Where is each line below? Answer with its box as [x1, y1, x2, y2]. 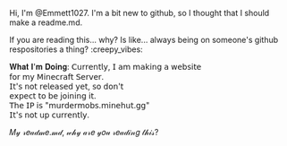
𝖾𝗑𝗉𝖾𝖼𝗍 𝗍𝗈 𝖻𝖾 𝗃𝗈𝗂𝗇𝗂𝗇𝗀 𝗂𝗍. [9, 90, 97, 101]
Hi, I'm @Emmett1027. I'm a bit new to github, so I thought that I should [9, 8, 270, 18]
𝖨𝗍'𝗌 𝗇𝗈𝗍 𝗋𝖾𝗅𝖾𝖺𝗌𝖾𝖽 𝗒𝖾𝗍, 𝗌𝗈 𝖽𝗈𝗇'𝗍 [9, 81, 124, 91]
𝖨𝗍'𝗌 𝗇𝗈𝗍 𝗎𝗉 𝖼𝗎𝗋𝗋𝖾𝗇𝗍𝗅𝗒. [9, 109, 89, 120]
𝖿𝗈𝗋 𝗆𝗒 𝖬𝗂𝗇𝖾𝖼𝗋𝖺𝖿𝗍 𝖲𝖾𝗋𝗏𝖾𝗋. [9, 72, 105, 82]
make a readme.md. [9, 17, 83, 28]
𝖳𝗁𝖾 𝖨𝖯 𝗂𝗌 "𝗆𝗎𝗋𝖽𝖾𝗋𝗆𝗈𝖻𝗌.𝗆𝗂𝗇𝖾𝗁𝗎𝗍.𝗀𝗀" [9, 100, 150, 110]
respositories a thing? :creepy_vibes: [9, 44, 143, 55]
